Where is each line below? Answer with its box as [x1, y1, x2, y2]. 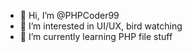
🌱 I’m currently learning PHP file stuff [19, 31, 173, 42]
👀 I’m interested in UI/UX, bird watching [19, 20, 183, 32]
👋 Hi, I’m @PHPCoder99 [19, 10, 120, 21]
